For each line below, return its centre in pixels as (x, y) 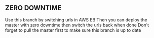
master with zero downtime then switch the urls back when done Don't (77, 25)
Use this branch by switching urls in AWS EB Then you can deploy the (76, 19)
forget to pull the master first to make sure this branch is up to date (73, 30)
